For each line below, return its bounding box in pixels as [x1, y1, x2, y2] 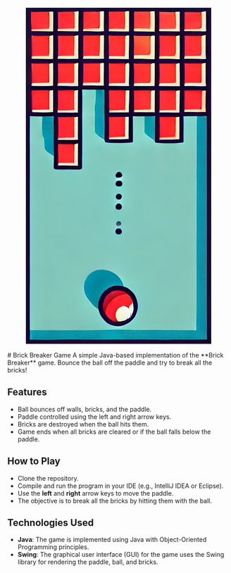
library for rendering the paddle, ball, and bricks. [17, 558, 158, 567]
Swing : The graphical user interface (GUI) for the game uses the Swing [17, 550, 225, 559]
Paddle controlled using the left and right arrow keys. [17, 413, 172, 421]
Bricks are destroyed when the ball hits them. [17, 420, 149, 428]
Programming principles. [17, 543, 89, 551]
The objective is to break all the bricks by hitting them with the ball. [17, 496, 213, 505]
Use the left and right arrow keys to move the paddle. [17, 489, 174, 497]
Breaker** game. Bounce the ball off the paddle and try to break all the [7, 358, 213, 367]
